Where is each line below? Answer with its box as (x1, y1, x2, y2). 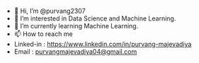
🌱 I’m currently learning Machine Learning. (13, 22, 139, 30)
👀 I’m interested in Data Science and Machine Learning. (13, 14, 176, 23)
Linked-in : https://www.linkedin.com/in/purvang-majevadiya (13, 40, 192, 48)
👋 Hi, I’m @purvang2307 (13, 7, 86, 15)
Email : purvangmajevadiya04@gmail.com (13, 47, 137, 56)
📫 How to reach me (13, 30, 73, 38)
